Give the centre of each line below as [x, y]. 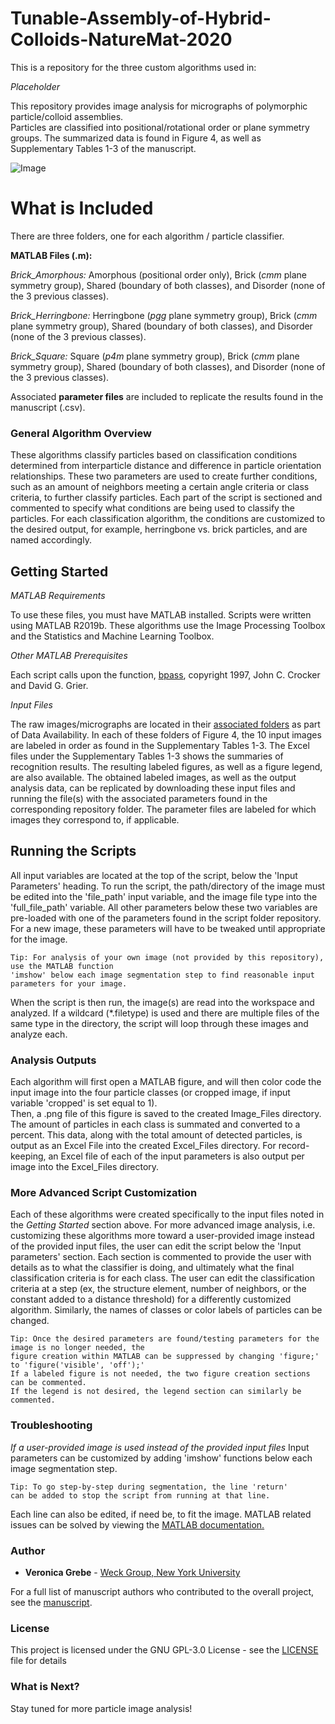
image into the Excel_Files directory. [85, 1167]
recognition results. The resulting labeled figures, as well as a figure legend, [166, 766]
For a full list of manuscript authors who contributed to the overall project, [162, 1591]
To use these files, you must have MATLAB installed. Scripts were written [161, 614]
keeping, [28, 1156]
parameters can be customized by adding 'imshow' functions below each [161, 1458]
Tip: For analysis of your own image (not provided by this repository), [167, 957]
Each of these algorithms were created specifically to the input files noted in [167, 1214]
